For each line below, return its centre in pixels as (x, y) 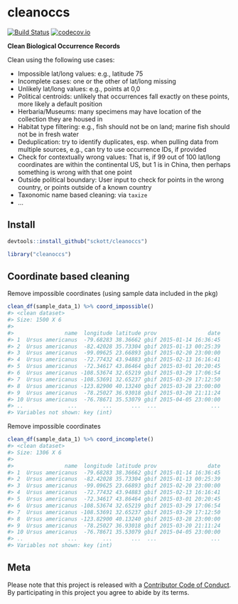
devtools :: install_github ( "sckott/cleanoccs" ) (77, 241)
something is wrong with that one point (75, 172)
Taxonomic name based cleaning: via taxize (82, 195)
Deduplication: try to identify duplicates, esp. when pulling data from (118, 142)
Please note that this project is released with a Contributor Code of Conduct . (119, 585)
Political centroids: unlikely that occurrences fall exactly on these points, (123, 96)
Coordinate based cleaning (69, 276)
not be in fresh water (48, 134)
